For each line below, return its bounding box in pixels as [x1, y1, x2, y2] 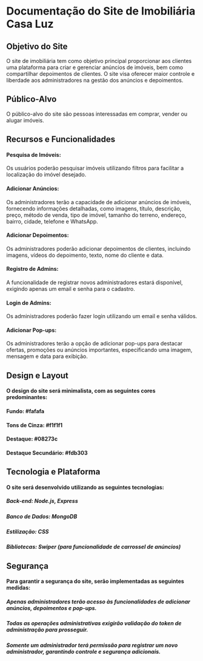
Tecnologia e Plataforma [6, 467, 101, 477]
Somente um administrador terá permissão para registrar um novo [6, 641, 178, 649]
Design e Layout [6, 370, 68, 380]
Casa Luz [6, 17, 54, 31]
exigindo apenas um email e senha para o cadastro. [6, 285, 135, 293]
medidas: [6, 584, 31, 591]
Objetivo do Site [6, 41, 68, 51]
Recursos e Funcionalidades [6, 135, 116, 145]
